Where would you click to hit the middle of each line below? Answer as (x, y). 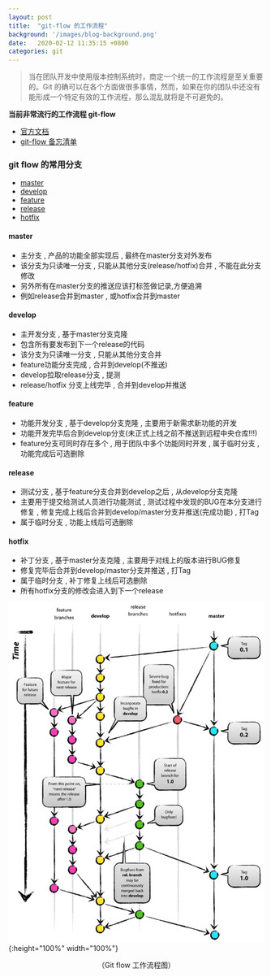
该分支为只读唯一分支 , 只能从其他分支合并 (91, 354)
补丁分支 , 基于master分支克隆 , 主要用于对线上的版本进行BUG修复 (131, 560)
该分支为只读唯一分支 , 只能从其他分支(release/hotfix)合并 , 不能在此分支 (141, 265)
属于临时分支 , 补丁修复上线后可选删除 (84, 580)
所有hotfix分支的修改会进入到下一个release (92, 591)
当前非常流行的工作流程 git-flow (62, 115)
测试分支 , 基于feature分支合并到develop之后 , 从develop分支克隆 (129, 492)
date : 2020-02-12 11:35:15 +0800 (69, 43)
